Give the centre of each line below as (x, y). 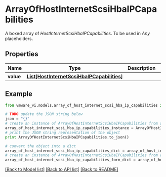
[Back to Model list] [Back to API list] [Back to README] (62, 170)
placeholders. (19, 39)
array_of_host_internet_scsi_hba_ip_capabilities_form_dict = (70, 160)
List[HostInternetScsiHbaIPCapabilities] (75, 76)
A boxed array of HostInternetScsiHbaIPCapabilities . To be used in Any (78, 33)
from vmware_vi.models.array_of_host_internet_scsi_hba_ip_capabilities (82, 105)
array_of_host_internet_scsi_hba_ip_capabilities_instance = (69, 128)
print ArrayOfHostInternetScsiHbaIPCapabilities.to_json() (67, 137)
